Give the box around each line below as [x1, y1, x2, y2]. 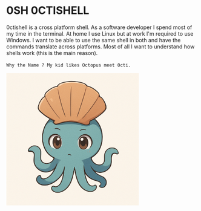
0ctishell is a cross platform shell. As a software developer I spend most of [6, 24, 193, 31]
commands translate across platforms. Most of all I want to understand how [6, 43, 195, 50]
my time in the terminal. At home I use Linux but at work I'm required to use [6, 30, 194, 37]
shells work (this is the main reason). [6, 49, 98, 56]
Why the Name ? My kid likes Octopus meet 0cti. [6, 62, 131, 68]
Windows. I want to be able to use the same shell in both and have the [6, 36, 181, 44]
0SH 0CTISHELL [6, 4, 90, 18]
